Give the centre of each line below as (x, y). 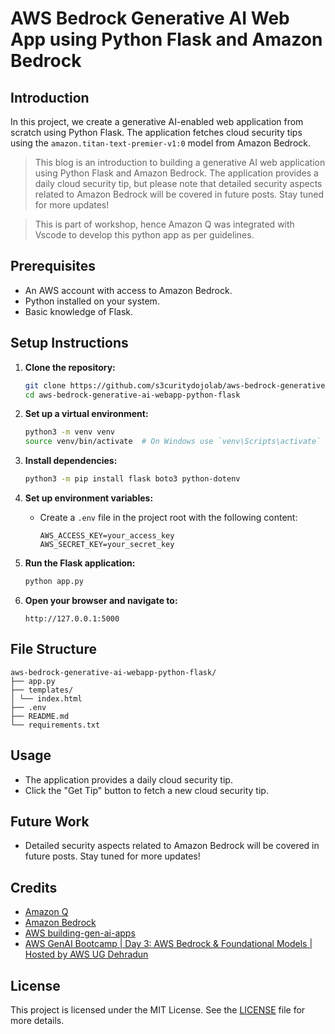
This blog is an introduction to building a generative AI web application (180, 162)
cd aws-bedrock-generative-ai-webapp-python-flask (132, 395)
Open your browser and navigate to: (101, 600)
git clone (45, 385)
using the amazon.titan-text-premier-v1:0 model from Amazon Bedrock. (161, 143)
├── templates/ (42, 690)
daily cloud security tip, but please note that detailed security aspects (178, 183)
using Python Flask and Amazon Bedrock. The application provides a (176, 173)
